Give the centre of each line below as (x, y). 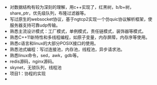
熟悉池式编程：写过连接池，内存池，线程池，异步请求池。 (67, 49)
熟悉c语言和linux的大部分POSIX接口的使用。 (54, 43)
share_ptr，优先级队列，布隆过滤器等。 (49, 13)
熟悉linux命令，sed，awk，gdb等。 (45, 55)
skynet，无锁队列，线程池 (35, 67)
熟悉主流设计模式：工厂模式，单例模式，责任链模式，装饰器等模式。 (78, 31)
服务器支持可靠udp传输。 (35, 25)
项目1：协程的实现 (28, 73)
